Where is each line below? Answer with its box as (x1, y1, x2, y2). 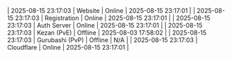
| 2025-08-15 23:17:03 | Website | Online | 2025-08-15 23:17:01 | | (7, 7, 196, 14)
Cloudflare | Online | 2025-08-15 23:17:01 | (7, 43, 129, 51)
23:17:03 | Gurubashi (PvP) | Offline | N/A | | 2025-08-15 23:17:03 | (7, 36, 198, 44)
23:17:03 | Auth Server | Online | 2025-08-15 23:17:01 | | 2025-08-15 (7, 21, 203, 29)
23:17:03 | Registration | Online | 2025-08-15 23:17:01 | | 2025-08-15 (15, 14, 210, 22)
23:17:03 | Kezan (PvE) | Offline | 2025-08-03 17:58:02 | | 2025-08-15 (7, 28, 207, 37)
